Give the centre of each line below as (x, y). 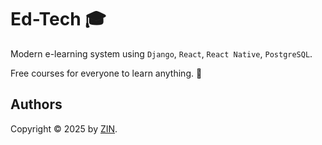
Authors (36, 104)
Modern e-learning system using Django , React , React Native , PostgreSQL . (161, 53)
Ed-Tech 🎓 (58, 19)
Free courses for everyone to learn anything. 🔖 (106, 73)
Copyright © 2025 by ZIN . (64, 128)
